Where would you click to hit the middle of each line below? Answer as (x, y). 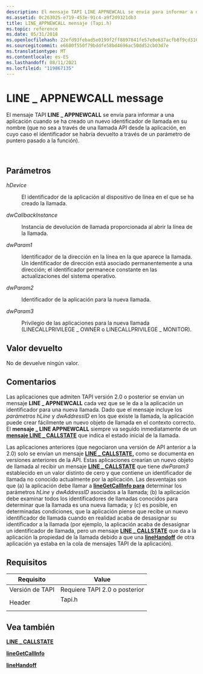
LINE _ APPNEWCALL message (85, 98)
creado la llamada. (44, 203)
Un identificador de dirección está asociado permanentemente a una (107, 263)
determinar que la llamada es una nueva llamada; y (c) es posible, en (92, 505)
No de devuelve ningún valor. (43, 363)
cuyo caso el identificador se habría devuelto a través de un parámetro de (98, 134)
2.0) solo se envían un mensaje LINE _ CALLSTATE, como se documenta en (100, 453)
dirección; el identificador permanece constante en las (89, 269)
